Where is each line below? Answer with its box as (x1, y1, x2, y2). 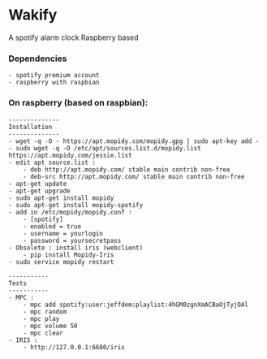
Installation (8, 123, 53, 131)
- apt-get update (8, 179, 67, 188)
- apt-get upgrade (8, 187, 71, 195)
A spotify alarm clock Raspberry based (8, 32, 140, 42)
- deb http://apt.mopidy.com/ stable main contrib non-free (23, 165, 230, 174)
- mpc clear (23, 329, 63, 337)
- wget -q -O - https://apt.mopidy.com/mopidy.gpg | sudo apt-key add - (8, 136, 260, 145)
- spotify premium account (8, 71, 100, 80)
